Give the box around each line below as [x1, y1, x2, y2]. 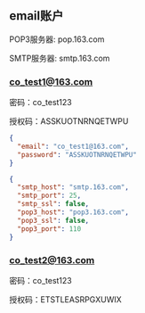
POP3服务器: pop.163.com [9, 34, 105, 45]
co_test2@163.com [9, 253, 95, 266]
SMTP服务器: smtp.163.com [9, 53, 110, 63]
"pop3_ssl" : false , [17, 216, 90, 225]
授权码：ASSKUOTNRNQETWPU [9, 116, 129, 127]
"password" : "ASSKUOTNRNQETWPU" [17, 150, 138, 159]
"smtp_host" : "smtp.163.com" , [17, 183, 129, 192]
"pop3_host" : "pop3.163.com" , [17, 208, 129, 217]
